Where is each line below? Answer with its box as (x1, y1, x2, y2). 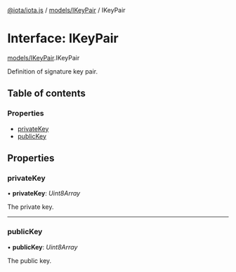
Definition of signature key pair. (7, 67, 98, 76)
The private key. (7, 203, 54, 211)
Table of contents (7, 88, 86, 100)
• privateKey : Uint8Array (7, 189, 81, 198)
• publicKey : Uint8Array (7, 243, 78, 251)
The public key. (7, 256, 52, 265)
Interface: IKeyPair (7, 31, 119, 46)
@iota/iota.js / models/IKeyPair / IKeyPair (7, 6, 126, 14)
